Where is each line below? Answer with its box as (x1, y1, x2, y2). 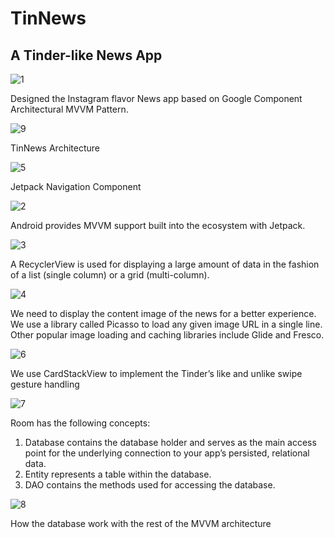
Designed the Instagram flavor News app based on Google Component (10, 93, 303, 104)
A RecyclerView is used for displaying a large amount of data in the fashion (10, 258, 320, 270)
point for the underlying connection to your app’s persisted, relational (24, 447, 310, 459)
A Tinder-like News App (10, 47, 163, 64)
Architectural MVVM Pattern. (10, 103, 129, 115)
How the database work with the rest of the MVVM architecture (10, 518, 272, 529)
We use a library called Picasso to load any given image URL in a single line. (10, 318, 323, 330)
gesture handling (10, 378, 80, 390)
